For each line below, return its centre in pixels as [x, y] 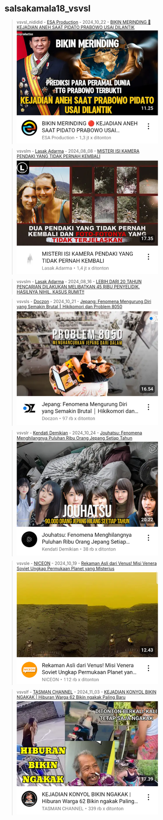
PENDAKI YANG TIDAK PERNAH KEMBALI [58, 156]
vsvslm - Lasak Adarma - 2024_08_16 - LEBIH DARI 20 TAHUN [79, 281]
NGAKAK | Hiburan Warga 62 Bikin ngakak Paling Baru [71, 697]
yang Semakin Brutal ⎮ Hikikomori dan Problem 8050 [69, 307]
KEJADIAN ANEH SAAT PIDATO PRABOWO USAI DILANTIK [75, 27]
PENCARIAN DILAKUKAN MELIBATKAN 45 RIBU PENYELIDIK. [78, 287]
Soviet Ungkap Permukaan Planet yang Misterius [65, 569]
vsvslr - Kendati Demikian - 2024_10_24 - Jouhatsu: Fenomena [79, 433]
